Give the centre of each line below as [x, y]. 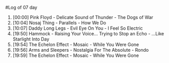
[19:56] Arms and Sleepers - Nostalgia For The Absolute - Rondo [81, 50]
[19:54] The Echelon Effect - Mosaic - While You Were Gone [76, 45]
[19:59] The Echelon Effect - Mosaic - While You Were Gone [76, 55]
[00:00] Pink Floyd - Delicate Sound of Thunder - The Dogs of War [83, 17]
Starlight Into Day [31, 39]
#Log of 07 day [21, 7]
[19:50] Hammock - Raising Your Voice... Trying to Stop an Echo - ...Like [88, 34]
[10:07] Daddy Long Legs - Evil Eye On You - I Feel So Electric [78, 28]
